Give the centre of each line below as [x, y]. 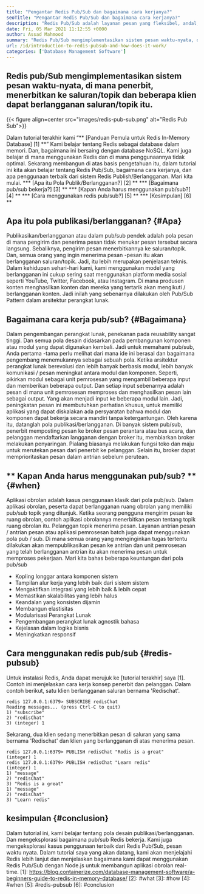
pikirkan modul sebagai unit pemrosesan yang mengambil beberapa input [98, 379]
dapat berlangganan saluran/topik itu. [80, 105]
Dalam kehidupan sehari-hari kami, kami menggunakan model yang [90, 268]
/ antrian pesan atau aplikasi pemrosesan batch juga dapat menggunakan [98, 532]
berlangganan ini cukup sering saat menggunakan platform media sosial [97, 275]
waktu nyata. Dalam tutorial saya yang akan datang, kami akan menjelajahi [99, 852]
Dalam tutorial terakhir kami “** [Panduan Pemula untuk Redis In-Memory [98, 137]
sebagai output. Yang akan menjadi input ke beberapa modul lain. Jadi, [95, 399]
